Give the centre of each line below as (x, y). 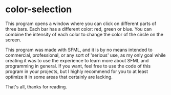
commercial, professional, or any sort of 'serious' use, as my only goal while (85, 55)
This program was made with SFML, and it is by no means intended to (79, 50)
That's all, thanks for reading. (36, 87)
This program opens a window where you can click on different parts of (81, 23)
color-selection (39, 9)
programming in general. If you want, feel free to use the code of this (78, 66)
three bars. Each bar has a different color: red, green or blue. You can (79, 29)
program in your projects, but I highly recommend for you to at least (77, 71)
